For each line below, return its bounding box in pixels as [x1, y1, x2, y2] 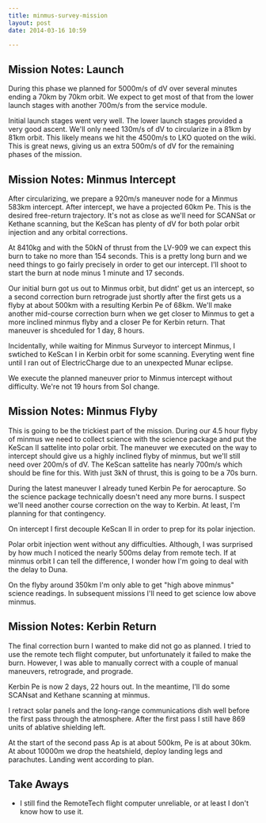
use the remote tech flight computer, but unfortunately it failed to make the [8, 649, 252, 659]
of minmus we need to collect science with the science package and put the [8, 434, 257, 444]
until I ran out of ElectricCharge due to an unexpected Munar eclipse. [8, 358, 234, 367]
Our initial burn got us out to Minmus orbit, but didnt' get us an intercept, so [8, 283, 255, 293]
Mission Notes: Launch [8, 63, 124, 76]
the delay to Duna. [8, 564, 68, 574]
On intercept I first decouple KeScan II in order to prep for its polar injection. [8, 524, 256, 533]
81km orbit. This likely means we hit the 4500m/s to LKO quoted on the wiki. [8, 133, 256, 143]
